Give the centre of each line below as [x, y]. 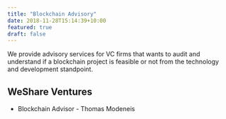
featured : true [30, 27]
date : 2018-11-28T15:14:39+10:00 [57, 21]
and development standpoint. [50, 69]
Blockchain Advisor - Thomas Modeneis [76, 109]
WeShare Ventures [50, 92]
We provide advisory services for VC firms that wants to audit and [104, 54]
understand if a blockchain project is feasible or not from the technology [113, 62]
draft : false [27, 34]
